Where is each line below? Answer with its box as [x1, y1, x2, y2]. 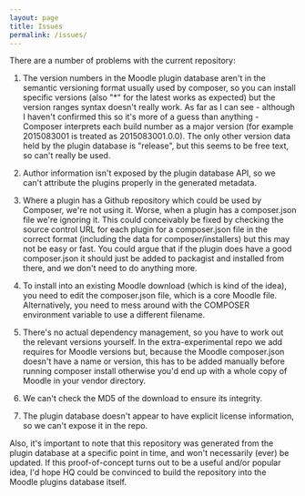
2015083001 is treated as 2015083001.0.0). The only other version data [22, 131, 291, 142]
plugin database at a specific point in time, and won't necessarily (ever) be [9, 448, 290, 459]
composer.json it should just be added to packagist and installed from [22, 253, 285, 264]
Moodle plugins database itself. [9, 477, 127, 488]
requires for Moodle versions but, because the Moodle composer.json [22, 347, 285, 358]
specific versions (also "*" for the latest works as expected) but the [22, 92, 276, 103]
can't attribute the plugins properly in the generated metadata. [22, 177, 258, 188]
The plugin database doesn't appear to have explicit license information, [22, 410, 294, 421]
